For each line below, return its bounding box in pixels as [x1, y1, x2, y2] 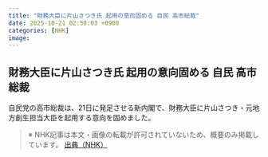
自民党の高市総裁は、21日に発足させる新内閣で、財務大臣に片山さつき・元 [8, 103, 253, 112]
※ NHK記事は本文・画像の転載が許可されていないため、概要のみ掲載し [27, 130, 259, 139]
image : [8, 33, 30, 42]
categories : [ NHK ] [8, 26, 69, 34]
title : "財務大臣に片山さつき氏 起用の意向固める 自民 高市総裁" [8, 11, 200, 20]
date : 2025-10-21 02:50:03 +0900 [8, 19, 120, 27]
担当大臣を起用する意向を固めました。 [29, 113, 156, 123]
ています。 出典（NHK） [27, 140, 108, 150]
